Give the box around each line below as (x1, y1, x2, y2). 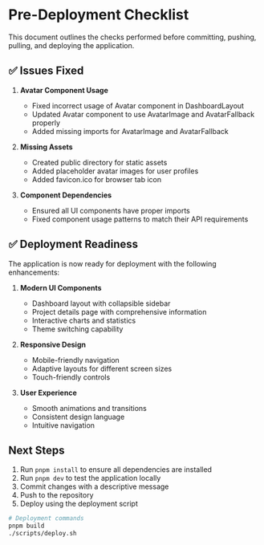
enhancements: (8, 267, 60, 277)
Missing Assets (19, 142, 74, 152)
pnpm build (8, 522, 45, 531)
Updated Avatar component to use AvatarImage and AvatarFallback (31, 109, 255, 119)
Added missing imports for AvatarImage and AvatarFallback (31, 126, 229, 136)
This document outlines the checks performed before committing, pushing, (8, 32, 257, 42)
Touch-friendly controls (31, 372, 111, 382)
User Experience (19, 388, 78, 397)
